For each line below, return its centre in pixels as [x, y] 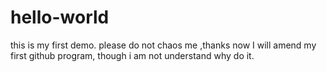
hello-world [60, 17]
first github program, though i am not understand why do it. [132, 55]
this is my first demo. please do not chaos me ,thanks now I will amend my [163, 45]
